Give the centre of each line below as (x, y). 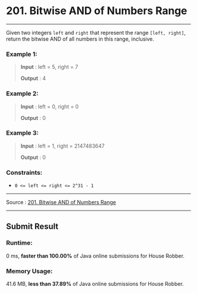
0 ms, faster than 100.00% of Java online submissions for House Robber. (95, 256)
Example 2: (22, 94)
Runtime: (19, 243)
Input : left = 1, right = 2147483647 (62, 146)
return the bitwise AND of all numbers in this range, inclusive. (80, 39)
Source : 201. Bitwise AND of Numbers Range (61, 202)
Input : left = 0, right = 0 (50, 106)
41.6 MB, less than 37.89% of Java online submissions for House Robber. (95, 284)
